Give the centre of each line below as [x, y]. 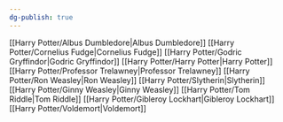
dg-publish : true [41, 17]
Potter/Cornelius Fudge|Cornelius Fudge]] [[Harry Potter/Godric [126, 52]
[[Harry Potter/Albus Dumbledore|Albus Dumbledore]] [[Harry [122, 42]
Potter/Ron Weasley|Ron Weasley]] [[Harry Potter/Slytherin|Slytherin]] [138, 80]
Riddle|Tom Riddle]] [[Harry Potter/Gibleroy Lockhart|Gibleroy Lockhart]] [142, 99]
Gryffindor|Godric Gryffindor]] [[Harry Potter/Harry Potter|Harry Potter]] [141, 61]
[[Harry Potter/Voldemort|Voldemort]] [78, 108]
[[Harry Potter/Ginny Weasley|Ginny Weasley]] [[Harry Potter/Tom [130, 89]
